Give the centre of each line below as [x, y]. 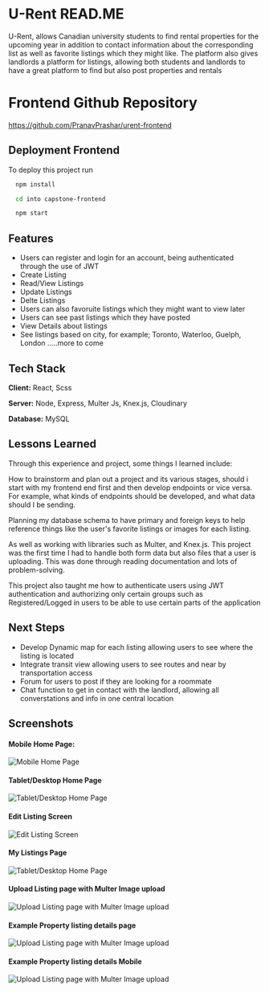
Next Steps [37, 628]
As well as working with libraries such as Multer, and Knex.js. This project [130, 544]
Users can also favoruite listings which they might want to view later [132, 309]
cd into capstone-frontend [61, 199]
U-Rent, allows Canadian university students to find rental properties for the [134, 36]
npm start [32, 214]
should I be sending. [42, 504]
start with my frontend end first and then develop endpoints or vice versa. [130, 488]
